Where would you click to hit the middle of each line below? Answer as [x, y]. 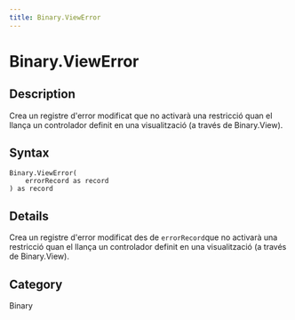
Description [42, 94]
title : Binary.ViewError [55, 17]
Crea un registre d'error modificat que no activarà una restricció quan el [141, 116]
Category [36, 284]
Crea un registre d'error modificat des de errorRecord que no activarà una [144, 237]
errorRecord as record [67, 181]
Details [29, 216]
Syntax [29, 153]
